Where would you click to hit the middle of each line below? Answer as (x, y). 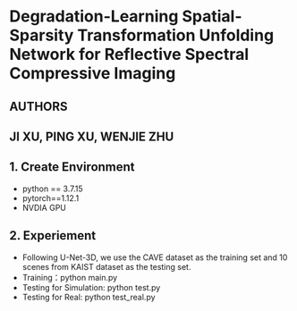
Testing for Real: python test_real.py (89, 297)
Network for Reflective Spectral (129, 55)
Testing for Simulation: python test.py (91, 287)
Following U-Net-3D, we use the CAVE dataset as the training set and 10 (155, 257)
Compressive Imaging (93, 74)
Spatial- (212, 17)
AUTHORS (39, 106)
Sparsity (42, 35)
